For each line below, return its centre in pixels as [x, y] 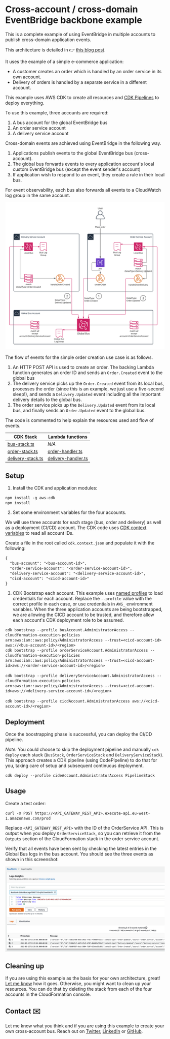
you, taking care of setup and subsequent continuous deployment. [75, 766]
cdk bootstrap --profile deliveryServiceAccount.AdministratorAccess [80, 676]
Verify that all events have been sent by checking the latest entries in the [81, 848]
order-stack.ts [23, 451]
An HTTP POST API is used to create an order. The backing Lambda [83, 367]
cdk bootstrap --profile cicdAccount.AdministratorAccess [68, 701]
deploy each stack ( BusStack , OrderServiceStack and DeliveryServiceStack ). [84, 755]
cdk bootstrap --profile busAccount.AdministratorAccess [67, 630]
